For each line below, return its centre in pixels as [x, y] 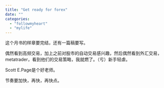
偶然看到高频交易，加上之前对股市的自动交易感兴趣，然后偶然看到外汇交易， [83, 53]
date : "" [14, 14]
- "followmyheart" [29, 23]
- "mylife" [21, 28]
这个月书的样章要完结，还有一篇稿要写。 [46, 43]
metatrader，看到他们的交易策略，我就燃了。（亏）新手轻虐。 [68, 59]
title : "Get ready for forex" [37, 10]
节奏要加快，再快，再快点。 [34, 81]
